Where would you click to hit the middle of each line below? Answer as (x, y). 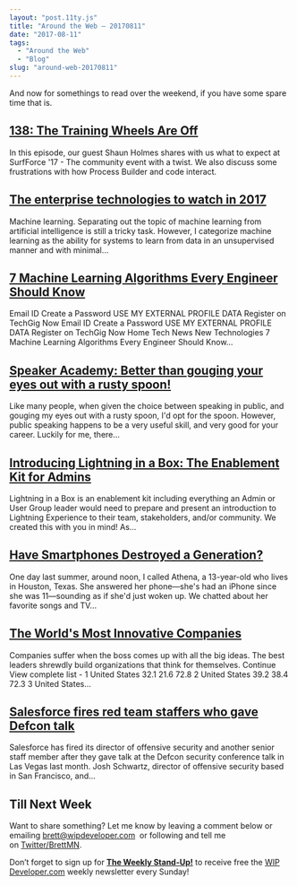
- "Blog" (34, 59)
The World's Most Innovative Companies (126, 634)
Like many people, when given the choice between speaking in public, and (147, 406)
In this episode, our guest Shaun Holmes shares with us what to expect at (144, 152)
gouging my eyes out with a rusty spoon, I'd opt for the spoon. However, (142, 416)
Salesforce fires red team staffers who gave (134, 712)
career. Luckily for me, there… (65, 435)
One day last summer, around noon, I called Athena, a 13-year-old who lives (149, 577)
